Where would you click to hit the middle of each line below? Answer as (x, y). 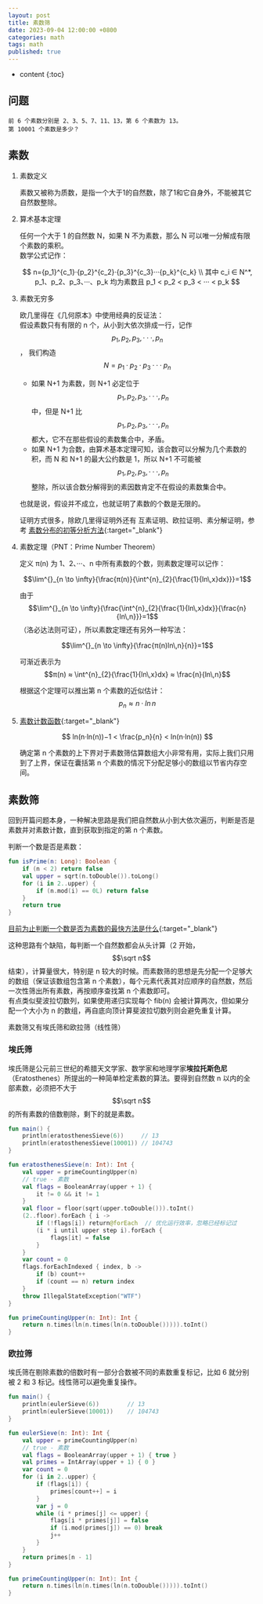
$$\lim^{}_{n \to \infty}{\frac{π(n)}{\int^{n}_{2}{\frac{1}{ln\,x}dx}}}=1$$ (137, 579)
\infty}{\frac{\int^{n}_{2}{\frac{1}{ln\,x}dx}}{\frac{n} (163, 608)
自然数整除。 (40, 202)
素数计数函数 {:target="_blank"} (69, 721)
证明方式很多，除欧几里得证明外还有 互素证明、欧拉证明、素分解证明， (133, 520)
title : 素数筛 (29, 23)
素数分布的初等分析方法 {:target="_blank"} (95, 530)
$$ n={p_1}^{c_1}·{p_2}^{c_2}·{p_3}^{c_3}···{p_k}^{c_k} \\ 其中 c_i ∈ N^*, (137, 272)
